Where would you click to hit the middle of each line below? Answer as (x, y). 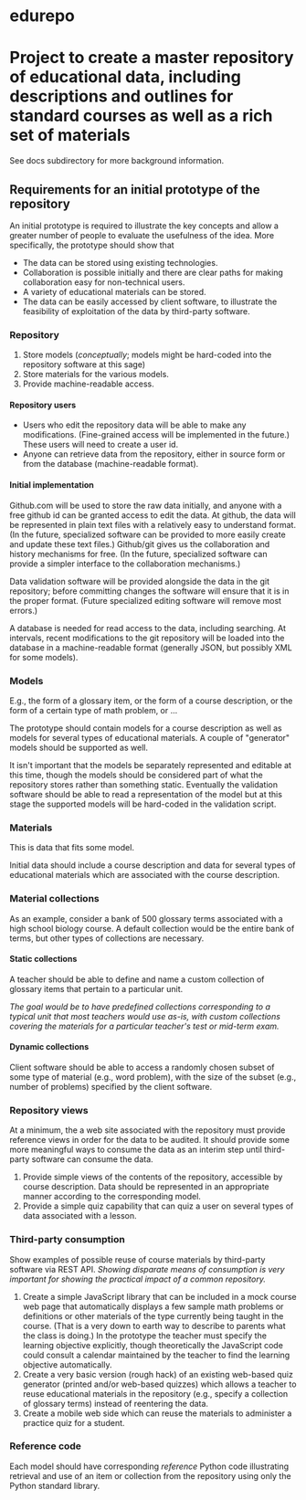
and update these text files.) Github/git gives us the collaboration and (140, 544)
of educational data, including (126, 77)
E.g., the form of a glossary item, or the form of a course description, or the (151, 701)
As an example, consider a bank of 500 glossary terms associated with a (146, 918)
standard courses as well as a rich (141, 116)
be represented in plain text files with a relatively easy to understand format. (153, 524)
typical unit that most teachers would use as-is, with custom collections (145, 1016)
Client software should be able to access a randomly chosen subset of (142, 1067)
